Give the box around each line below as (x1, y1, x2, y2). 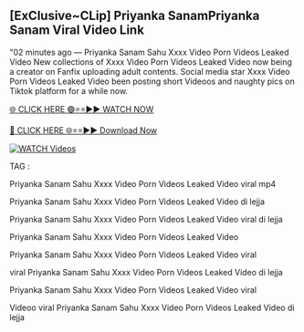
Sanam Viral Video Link (9, 23, 144, 38)
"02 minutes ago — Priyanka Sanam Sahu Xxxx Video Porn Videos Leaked (9, 47, 289, 57)
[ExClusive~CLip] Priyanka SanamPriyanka (9, 8, 260, 24)
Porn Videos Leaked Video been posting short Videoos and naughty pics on (9, 76, 295, 87)
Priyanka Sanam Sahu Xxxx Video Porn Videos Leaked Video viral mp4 (9, 178, 277, 189)
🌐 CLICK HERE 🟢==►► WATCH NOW (9, 103, 154, 114)
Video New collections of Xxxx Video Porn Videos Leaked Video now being (9, 56, 292, 67)
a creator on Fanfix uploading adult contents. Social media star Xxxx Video (9, 66, 290, 77)
